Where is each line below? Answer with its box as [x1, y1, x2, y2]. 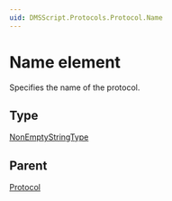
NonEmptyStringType [9, 132, 89, 142]
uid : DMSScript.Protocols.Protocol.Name [9, 13, 164, 23]
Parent [9, 158, 48, 173]
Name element [9, 51, 122, 72]
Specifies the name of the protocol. [9, 82, 140, 93]
